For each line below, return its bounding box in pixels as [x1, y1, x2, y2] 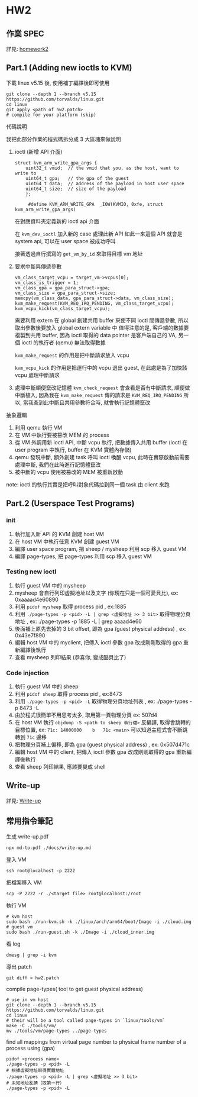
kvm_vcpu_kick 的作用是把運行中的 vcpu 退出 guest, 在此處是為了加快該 [14, 364, 188, 371]
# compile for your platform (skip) [6, 112, 96, 118]
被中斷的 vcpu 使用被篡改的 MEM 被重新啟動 [14, 468, 123, 475]
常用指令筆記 [6, 816, 53, 826]
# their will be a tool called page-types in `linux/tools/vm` [6, 1017, 165, 1024]
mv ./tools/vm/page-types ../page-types [6, 1028, 108, 1034]
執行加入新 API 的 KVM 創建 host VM [14, 530, 105, 537]
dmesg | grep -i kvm [6, 952, 57, 958]
